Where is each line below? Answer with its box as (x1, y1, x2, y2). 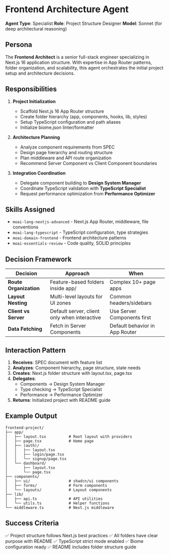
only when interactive (50, 314, 101, 321)
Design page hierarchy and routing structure (20, 149, 113, 155)
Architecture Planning (12, 134, 60, 140)
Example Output (5, 412, 57, 421)
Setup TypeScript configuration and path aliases (20, 119, 121, 125)
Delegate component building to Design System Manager (20, 180, 142, 186)
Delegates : (12, 375, 36, 381)
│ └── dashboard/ (5, 461, 47, 466)
